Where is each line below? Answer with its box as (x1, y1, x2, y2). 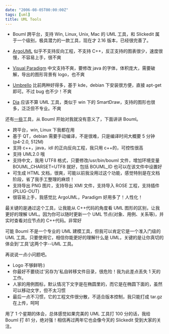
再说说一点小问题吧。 (5, 251, 49, 257)
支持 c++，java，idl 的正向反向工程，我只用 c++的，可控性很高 (12, 145, 143, 151)
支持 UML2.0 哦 (12, 151, 45, 157)
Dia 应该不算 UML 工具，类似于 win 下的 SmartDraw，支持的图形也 (12, 99, 151, 105)
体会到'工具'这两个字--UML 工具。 (5, 241, 76, 247)
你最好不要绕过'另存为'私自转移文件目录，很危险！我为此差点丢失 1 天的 (12, 269, 161, 275)
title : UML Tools (5, 17, 42, 22)
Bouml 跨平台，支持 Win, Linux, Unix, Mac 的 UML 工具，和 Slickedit (12, 31, 154, 37)
